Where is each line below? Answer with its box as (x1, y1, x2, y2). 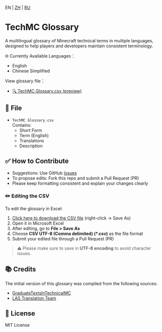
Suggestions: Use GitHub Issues (12, 170, 77, 176)
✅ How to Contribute (5, 157, 69, 165)
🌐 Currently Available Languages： (5, 53, 75, 59)
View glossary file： (5, 78, 45, 84)
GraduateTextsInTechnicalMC (12, 290, 72, 296)
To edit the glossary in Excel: (5, 205, 63, 212)
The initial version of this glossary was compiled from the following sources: (5, 280, 158, 286)
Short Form (19, 127, 42, 133)
